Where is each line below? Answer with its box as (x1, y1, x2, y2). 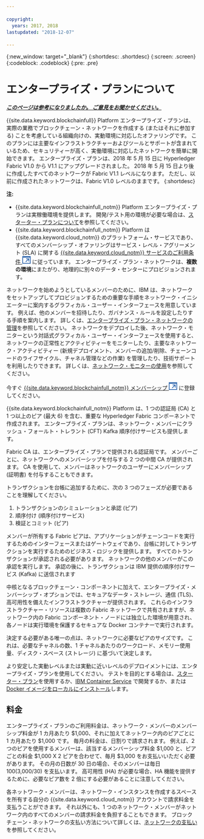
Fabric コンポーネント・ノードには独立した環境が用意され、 (44, 614, 195, 621)
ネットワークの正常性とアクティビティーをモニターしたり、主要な (6, 339, 171, 347)
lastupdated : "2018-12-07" (6, 29, 75, 35)
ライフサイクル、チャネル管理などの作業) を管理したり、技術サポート (22, 354, 195, 362)
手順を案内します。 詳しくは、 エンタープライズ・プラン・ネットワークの (11, 317, 193, 324)
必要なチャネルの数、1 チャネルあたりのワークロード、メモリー (22, 642, 180, 649)
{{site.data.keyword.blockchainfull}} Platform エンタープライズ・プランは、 (6, 117, 194, 124)
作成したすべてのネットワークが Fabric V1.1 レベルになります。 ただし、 (11, 170, 190, 178)
